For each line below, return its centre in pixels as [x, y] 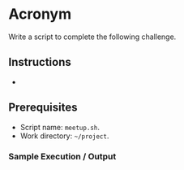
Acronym [40, 14]
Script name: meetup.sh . [60, 127]
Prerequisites [43, 108]
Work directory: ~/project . [64, 136]
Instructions [40, 62]
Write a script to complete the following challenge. [92, 37]
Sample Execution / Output [62, 157]
